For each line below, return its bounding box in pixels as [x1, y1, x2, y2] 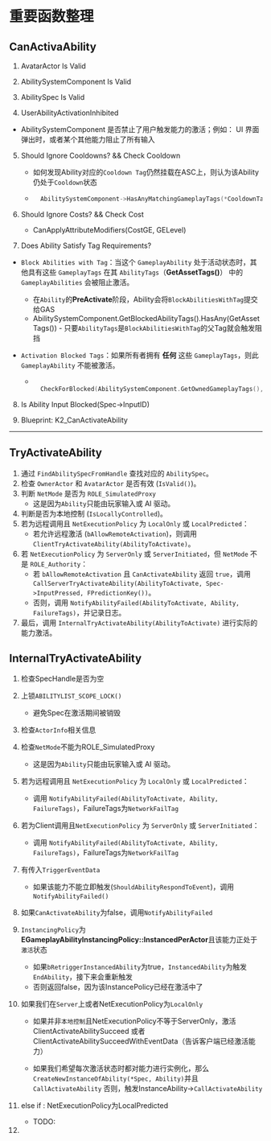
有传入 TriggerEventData [20, 865, 101, 875]
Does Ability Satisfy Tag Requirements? [20, 241, 152, 250]
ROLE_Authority [30, 560, 81, 568]
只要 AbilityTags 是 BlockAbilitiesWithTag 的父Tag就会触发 [64, 323, 256, 332]
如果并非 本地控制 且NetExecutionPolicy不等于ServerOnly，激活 [32, 1016, 236, 1026]
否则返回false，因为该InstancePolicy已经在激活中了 [32, 982, 203, 992]
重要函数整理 [9, 7, 95, 26]
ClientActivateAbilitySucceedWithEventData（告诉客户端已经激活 [32, 1036, 248, 1046]
